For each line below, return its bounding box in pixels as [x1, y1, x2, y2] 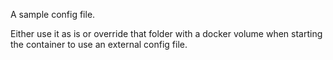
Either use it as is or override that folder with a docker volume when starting [10, 28, 323, 39]
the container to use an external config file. [10, 39, 188, 50]
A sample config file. [10, 9, 96, 20]
